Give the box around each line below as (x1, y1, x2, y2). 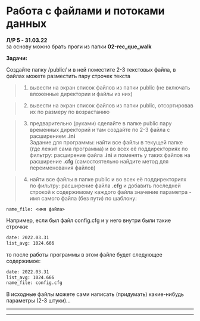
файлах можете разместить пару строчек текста (6, 72, 131, 79)
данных (6, 17, 47, 30)
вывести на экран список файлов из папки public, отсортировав (29, 101, 193, 109)
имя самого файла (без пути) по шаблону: (29, 195, 137, 202)
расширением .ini (29, 132, 76, 140)
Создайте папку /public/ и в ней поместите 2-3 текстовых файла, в (6, 66, 176, 73)
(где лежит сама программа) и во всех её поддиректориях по (29, 145, 189, 152)
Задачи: (6, 54, 28, 61)
